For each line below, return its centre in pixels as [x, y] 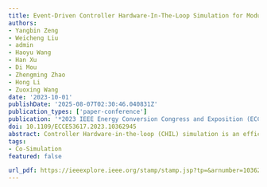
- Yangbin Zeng [33, 30]
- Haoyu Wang [30, 53]
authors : [23, 23]
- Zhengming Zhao [37, 75]
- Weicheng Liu [33, 38]
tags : [17, 141]
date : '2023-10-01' [41, 97]
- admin [21, 45]
